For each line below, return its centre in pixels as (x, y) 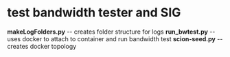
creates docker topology (42, 46)
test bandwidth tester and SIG (94, 13)
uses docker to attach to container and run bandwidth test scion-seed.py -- (115, 38)
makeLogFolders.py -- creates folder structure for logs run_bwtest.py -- (111, 32)
